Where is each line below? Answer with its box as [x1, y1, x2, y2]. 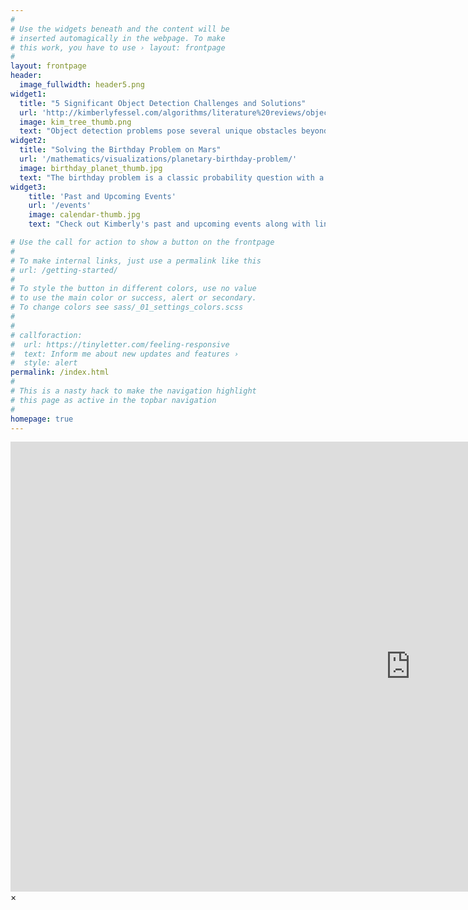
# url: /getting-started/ [10, 265, 118, 275]
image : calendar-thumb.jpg [28, 210, 141, 220]
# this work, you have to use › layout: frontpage [10, 42, 226, 53]
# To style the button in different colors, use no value [10, 284, 257, 294]
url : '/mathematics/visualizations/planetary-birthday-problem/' [19, 154, 298, 164]
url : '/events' [28, 201, 92, 211]
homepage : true [10, 414, 74, 424]
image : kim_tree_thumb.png [19, 117, 132, 127]
